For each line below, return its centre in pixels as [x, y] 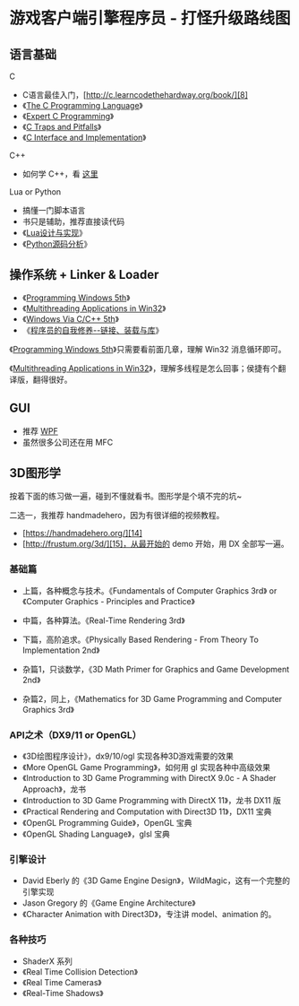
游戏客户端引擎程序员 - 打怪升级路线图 [150, 18]
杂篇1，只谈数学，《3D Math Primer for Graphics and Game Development [156, 669]
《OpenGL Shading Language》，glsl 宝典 [96, 834]
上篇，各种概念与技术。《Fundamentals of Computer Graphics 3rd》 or [149, 590]
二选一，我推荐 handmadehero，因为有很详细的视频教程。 [117, 516]
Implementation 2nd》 [61, 650]
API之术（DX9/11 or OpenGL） [75, 734]
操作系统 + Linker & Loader [84, 275]
